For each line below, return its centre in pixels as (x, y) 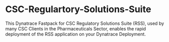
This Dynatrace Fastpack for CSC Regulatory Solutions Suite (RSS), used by (85, 23)
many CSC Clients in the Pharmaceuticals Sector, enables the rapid (76, 28)
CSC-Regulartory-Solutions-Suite (78, 9)
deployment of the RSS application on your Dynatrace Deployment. (76, 34)
